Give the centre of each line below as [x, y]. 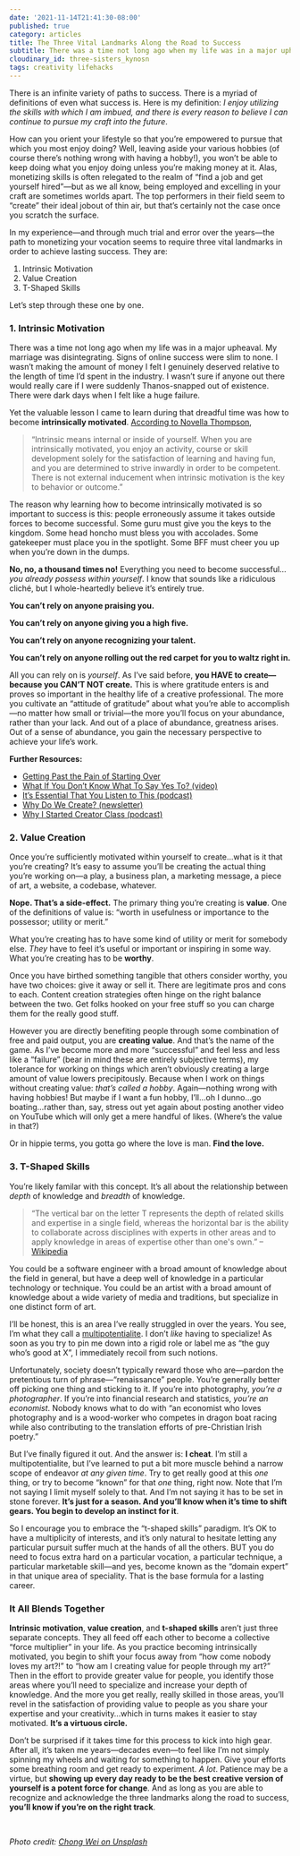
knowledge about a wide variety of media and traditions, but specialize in [144, 1297]
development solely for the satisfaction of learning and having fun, [153, 458]
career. [22, 1585]
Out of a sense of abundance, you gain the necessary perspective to [135, 732]
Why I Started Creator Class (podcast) [92, 815]
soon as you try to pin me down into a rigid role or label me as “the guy [140, 1343]
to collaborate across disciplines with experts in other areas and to [154, 1232]
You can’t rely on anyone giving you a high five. [99, 623]
